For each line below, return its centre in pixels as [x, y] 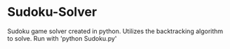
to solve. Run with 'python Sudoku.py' [62, 38]
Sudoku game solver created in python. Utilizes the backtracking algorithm [115, 31]
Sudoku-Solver [52, 12]
